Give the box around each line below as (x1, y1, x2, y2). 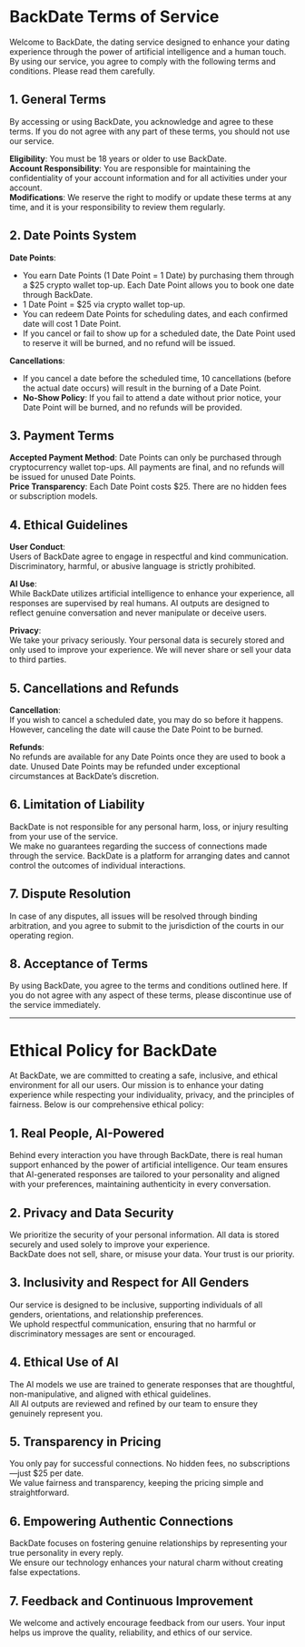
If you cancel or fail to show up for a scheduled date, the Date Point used (22, 328, 296, 339)
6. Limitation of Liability (9, 797, 145, 812)
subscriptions (239, 1459, 290, 1469)
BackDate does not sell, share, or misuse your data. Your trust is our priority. (9, 1249, 295, 1259)
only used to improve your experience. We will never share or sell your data (9, 645, 292, 656)
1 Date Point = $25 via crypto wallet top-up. (22, 299, 186, 310)
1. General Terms (9, 92, 106, 107)
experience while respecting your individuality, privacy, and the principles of (9, 1090, 295, 1101)
